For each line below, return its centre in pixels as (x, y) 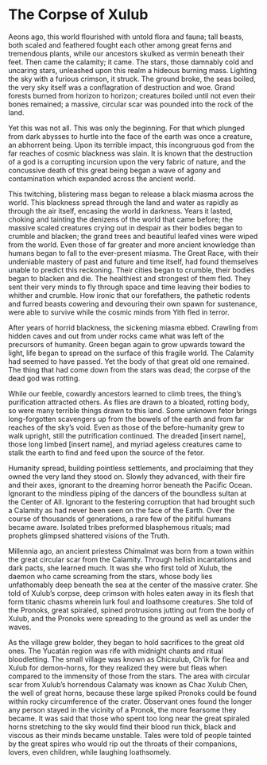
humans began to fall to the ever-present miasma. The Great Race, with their (133, 253)
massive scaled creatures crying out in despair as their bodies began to (126, 227)
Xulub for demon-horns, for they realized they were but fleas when (118, 667)
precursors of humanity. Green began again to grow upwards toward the (127, 344)
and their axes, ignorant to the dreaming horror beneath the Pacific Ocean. (130, 485)
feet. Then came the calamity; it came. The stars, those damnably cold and (131, 62)
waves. (20, 627)
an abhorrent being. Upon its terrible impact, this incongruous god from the (132, 145)
